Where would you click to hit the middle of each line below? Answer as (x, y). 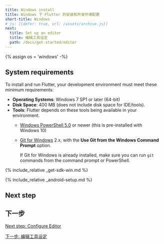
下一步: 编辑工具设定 (26, 236)
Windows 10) (33, 130)
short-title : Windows (28, 19)
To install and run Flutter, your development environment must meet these (81, 84)
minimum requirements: (29, 89)
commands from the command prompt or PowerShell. (75, 160)
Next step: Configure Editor (33, 226)
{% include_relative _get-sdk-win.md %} (47, 170)
